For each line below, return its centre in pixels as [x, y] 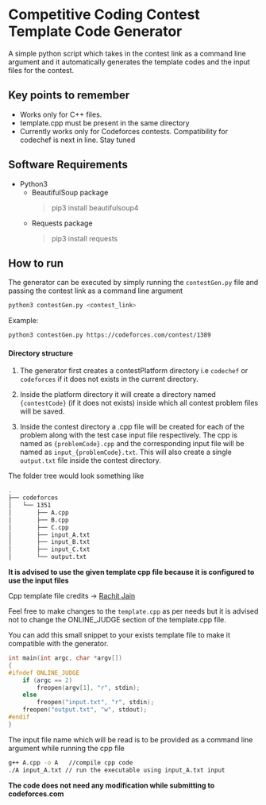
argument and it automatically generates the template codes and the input [129, 62]
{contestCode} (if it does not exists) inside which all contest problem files [139, 403]
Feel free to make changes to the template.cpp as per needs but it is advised [133, 611]
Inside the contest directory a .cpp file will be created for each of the [132, 427]
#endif [19, 717]
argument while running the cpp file [67, 748]
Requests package [62, 223]
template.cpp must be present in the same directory [104, 123]
